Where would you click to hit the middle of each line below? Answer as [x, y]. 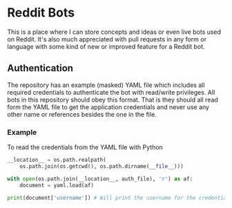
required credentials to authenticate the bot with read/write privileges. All [111, 92]
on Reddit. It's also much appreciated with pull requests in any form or [107, 39]
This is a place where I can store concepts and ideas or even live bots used [114, 32]
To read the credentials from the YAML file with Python [85, 147]
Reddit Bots [41, 13]
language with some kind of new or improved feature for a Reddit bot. [106, 46]
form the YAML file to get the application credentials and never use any [108, 107]
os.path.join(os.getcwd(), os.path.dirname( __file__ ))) [102, 166]
